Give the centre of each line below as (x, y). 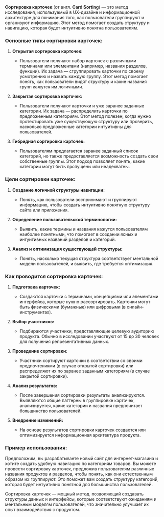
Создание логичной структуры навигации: (59, 190)
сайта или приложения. (44, 210)
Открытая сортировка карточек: (47, 52)
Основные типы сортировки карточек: (54, 40)
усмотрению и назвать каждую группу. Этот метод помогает (84, 77)
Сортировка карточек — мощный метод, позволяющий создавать (74, 494)
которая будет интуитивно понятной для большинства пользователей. (79, 485)
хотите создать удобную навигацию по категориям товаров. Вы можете (81, 464)
